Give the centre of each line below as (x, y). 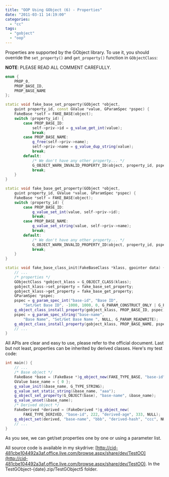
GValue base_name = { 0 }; (43, 382)
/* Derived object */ (37, 405)
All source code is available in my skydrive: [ (51, 448)
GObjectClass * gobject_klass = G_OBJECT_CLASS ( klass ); (73, 282)
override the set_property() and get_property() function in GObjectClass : (81, 57)
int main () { (19, 363)
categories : (18, 19)
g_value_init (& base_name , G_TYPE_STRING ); (59, 386)
